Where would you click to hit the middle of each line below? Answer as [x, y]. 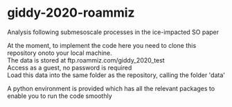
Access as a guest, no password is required [70, 67]
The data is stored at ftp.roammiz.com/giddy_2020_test [86, 60]
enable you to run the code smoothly [60, 96]
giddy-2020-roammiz [71, 13]
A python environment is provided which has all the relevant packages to [111, 88]
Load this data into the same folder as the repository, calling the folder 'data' [116, 75]
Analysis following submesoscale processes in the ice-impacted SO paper [113, 32]
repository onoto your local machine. [60, 53]
